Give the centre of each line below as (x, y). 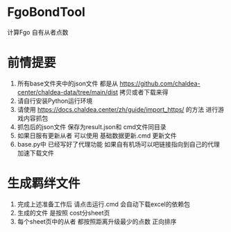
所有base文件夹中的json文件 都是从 (68, 83)
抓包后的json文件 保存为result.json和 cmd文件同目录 (92, 126)
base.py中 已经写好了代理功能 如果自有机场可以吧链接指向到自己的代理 (118, 144)
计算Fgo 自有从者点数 (38, 32)
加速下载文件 (35, 153)
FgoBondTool (46, 12)
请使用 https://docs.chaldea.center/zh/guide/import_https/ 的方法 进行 (118, 109)
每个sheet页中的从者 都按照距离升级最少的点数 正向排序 (97, 221)
